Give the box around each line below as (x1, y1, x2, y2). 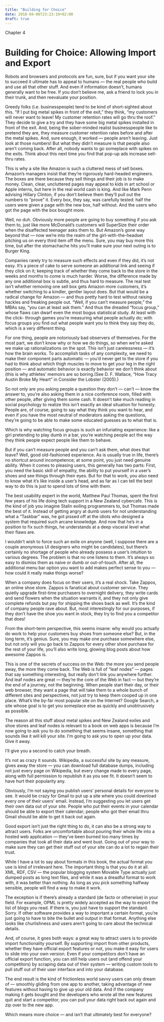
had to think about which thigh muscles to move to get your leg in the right (5, 361, 155, 367)
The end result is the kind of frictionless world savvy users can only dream (5, 976, 156, 982)
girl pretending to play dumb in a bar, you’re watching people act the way (5, 432, 153, 438)
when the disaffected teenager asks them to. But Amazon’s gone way (5, 227, 145, 233)
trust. (5, 849, 16, 855)
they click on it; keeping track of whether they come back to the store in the (5, 268, 158, 274)
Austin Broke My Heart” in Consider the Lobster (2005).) (5, 376, 119, 383)
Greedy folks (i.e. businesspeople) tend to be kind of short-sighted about (5, 104, 153, 110)
